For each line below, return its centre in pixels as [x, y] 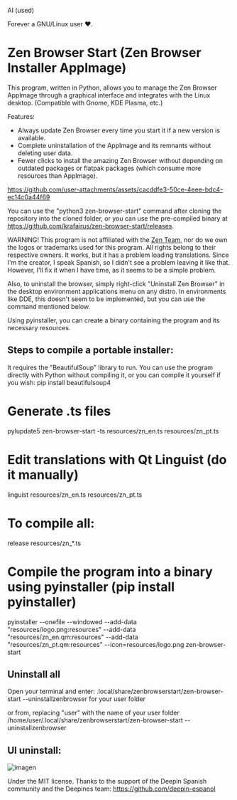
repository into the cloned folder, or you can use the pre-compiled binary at [118, 218]
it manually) [43, 474]
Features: [21, 116]
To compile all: [51, 523]
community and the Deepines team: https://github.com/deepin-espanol [111, 789]
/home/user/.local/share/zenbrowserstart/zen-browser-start [95, 720]
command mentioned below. [49, 306]
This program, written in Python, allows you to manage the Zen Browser [112, 88]
